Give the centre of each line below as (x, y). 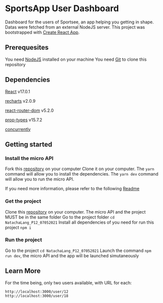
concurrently (18, 129)
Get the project (23, 201)
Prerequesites (27, 47)
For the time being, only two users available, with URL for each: (69, 283)
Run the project (24, 240)
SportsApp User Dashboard (62, 9)
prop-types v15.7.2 (24, 120)
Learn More (23, 271)
